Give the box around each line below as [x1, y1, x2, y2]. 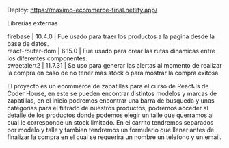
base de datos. [7, 40, 49, 47]
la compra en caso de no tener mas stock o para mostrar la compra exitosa [7, 69, 219, 77]
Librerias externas [7, 19, 58, 27]
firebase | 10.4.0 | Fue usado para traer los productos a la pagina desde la [7, 32, 215, 40]
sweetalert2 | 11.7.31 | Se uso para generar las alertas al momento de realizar [7, 62, 222, 69]
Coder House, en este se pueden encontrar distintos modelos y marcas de [7, 89, 217, 97]
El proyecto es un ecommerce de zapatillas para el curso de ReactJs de [7, 82, 209, 90]
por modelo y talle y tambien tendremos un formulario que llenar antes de [7, 126, 215, 134]
